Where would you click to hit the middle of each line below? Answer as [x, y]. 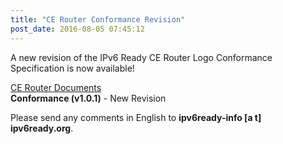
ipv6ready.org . [42, 128]
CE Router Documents [56, 87]
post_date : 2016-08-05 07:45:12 [77, 29]
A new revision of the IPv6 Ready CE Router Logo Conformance [141, 57]
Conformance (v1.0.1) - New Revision [88, 98]
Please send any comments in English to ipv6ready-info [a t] [136, 117]
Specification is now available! [72, 68]
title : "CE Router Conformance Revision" [98, 19]
